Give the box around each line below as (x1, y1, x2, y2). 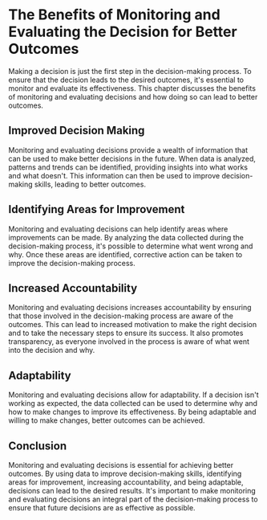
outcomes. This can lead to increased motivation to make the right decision (8, 320, 257, 330)
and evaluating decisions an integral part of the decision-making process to (8, 494, 258, 504)
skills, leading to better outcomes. (34, 179, 147, 189)
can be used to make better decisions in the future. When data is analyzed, (8, 154, 257, 163)
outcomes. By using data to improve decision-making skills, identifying (8, 469, 242, 478)
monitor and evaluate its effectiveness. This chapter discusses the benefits (8, 83, 257, 93)
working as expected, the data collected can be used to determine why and (8, 399, 258, 408)
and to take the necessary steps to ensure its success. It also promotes (8, 328, 244, 338)
